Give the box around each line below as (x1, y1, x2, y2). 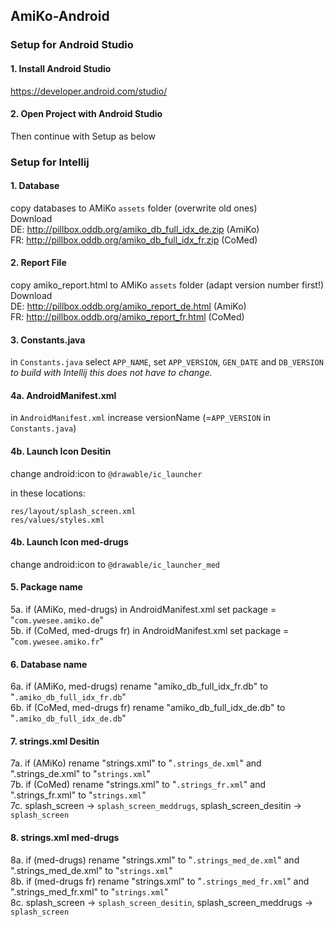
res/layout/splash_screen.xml (10, 506, 137, 516)
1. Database (10, 180, 60, 192)
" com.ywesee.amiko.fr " (10, 635, 105, 648)
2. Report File (10, 257, 67, 269)
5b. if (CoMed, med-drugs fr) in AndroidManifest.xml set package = (10, 625, 290, 637)
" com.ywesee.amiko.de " (10, 614, 105, 626)
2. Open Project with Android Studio (10, 108, 163, 120)
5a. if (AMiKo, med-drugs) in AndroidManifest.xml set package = (10, 604, 277, 616)
